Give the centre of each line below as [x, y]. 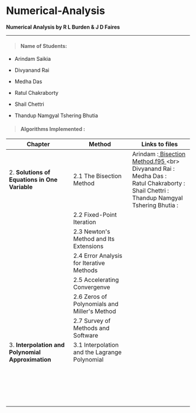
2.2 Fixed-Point [95, 215]
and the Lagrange [97, 352]
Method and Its [94, 239]
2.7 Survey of [92, 321]
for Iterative [89, 263]
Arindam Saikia [33, 59]
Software [86, 336]
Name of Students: [43, 46]
